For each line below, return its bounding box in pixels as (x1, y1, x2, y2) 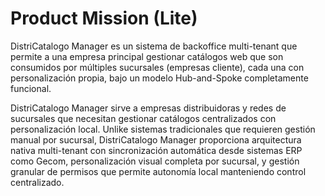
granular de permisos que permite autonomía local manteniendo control (10, 165, 307, 177)
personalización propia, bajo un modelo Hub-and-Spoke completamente (10, 72, 309, 84)
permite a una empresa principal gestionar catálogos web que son (10, 50, 284, 62)
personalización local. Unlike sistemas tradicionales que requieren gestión (10, 123, 316, 135)
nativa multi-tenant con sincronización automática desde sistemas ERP (10, 144, 303, 156)
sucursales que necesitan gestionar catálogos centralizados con (10, 112, 277, 124)
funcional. (10, 82, 52, 94)
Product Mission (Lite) (10, 7, 198, 30)
